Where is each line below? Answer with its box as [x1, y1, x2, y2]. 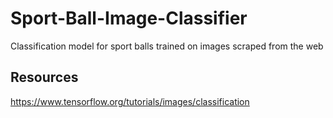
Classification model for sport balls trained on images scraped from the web [10, 40, 324, 52]
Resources [10, 69, 79, 86]
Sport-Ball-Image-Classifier [10, 7, 248, 30]
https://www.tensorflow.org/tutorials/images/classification [10, 95, 250, 107]
